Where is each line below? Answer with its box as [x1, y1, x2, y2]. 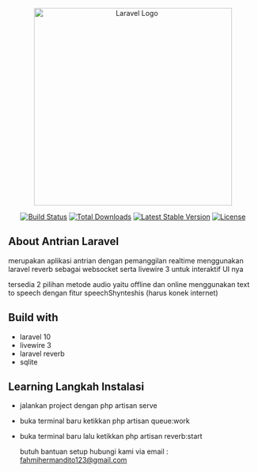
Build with [8, 311, 59, 324]
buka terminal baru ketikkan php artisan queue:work [19, 416, 190, 426]
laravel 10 [19, 332, 51, 342]
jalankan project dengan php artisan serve [19, 401, 158, 410]
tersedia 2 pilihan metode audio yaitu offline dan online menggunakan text [8, 279, 250, 289]
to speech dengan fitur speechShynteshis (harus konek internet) [8, 288, 219, 297]
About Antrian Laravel [8, 235, 120, 248]
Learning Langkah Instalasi [8, 380, 145, 394]
